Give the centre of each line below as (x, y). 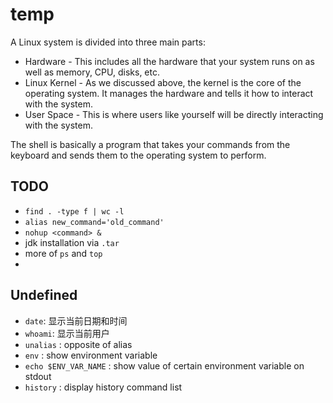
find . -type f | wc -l (74, 211)
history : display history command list (103, 387)
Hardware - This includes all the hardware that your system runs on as (169, 61)
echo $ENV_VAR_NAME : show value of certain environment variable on (164, 365)
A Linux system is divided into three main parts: (108, 42)
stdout (38, 376)
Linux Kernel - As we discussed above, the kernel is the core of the (163, 82)
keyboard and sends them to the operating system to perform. (138, 155)
